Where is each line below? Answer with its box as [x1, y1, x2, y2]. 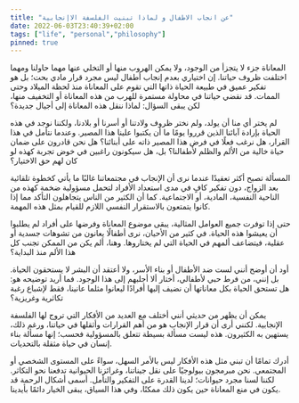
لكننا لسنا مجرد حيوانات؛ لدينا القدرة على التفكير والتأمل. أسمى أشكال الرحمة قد [10, 374, 275, 385]
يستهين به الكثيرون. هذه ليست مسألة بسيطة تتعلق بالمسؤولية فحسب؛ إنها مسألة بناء [10, 329, 289, 340]
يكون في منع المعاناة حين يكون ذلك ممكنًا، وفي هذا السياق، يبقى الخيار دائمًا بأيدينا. [10, 384, 281, 395]
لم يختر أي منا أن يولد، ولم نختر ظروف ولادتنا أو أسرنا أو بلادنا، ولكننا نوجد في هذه [10, 118, 278, 128]
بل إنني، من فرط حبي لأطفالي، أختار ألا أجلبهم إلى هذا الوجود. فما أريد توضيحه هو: [10, 274, 279, 284]
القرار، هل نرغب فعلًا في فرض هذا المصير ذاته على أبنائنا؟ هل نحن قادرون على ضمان [10, 136, 290, 147]
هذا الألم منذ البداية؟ [10, 247, 77, 258]
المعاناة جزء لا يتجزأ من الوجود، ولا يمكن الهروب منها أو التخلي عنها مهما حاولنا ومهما [10, 62, 287, 73]
